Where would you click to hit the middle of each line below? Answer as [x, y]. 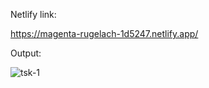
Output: [26, 53]
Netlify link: [33, 14]
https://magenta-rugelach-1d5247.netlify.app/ [104, 33]
